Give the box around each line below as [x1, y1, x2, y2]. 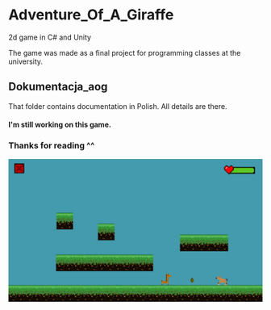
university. [8, 57, 43, 66]
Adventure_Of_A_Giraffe [8, 6, 174, 24]
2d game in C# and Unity [8, 32, 91, 42]
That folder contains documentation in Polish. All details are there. [8, 101, 227, 111]
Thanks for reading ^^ [8, 140, 95, 151]
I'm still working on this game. [8, 119, 111, 130]
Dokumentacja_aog [8, 80, 108, 94]
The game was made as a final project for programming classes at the [8, 48, 241, 57]
